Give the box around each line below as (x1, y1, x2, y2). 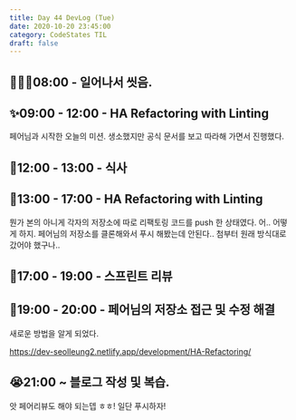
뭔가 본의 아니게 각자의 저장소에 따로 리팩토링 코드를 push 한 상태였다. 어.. (9, 217, 272, 228)
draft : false (9, 38, 59, 48)
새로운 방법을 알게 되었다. (9, 327, 100, 338)
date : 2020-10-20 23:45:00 (9, 22, 111, 31)
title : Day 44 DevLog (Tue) (9, 13, 116, 23)
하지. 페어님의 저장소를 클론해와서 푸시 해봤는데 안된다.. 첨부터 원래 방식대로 (18, 228, 287, 239)
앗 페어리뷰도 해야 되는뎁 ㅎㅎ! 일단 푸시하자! (9, 400, 167, 411)
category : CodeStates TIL (9, 30, 107, 39)
